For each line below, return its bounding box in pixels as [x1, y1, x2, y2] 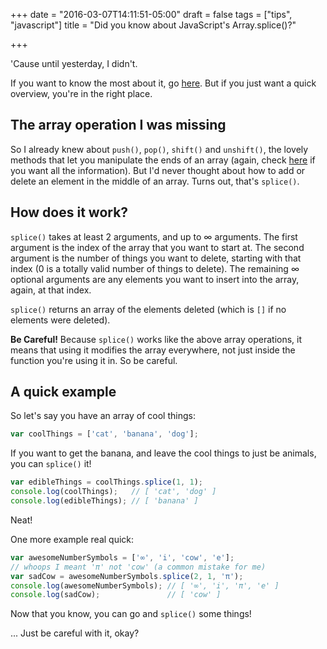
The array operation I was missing [10, 117, 227, 134]
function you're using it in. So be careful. [10, 354, 178, 366]
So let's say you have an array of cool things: [10, 410, 196, 422]
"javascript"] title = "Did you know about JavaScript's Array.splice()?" [10, 19, 297, 31]
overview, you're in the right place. [10, 88, 153, 99]
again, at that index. [10, 284, 92, 296]
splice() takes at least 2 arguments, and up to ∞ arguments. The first [10, 230, 298, 243]
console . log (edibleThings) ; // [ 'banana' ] [10, 496, 199, 506]
